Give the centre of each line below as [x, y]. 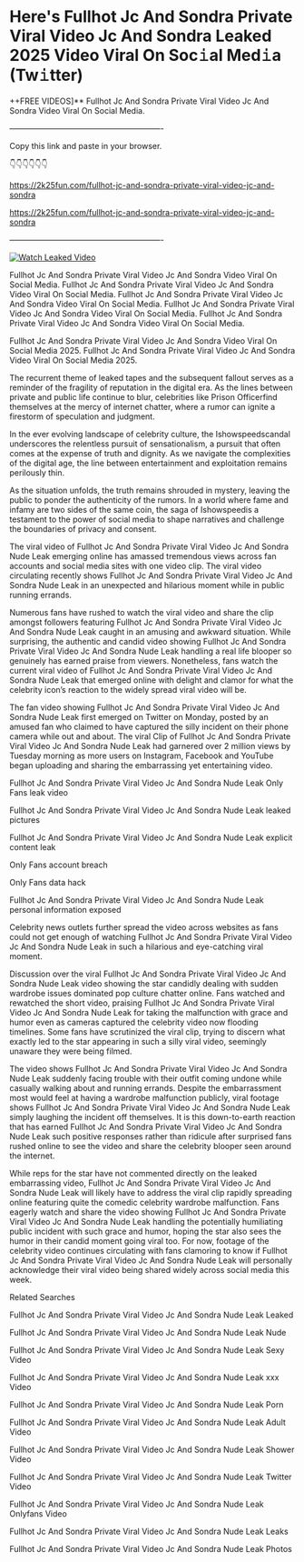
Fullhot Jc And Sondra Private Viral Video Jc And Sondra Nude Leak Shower [152, 1449]
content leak [33, 846]
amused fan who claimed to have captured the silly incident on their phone [149, 726]
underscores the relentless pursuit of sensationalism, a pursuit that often [145, 444]
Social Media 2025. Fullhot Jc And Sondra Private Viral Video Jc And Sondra [152, 350]
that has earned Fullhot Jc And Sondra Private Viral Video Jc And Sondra [146, 1126]
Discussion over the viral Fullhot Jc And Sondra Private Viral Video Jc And [148, 974]
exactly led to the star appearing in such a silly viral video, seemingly [138, 1041]
